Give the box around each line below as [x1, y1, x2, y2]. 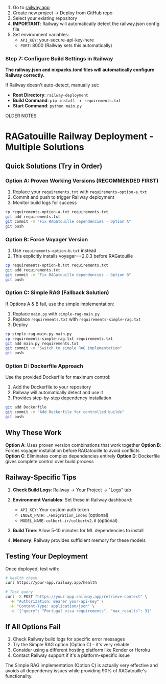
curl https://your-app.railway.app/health [5, 580, 97, 585]
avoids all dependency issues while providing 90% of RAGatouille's [5, 668, 147, 674]
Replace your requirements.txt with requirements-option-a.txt [12, 189, 147, 195]
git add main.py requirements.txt [5, 341, 79, 346]
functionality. [5, 673, 33, 679]
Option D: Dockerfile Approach [5, 362, 83, 370]
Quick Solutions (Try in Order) [5, 162, 103, 170]
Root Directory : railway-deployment [12, 92, 88, 98]
